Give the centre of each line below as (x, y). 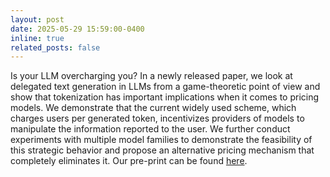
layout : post (37, 19)
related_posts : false (55, 47)
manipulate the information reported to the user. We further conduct (150, 129)
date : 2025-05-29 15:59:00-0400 (77, 29)
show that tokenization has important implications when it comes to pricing (165, 97)
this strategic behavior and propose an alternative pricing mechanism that (162, 150)
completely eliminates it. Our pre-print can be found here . (129, 161)
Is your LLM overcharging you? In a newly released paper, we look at (151, 76)
